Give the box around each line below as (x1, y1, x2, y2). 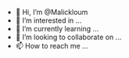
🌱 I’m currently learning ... (15, 24, 99, 33)
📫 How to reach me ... (15, 42, 88, 50)
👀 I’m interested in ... (15, 16, 82, 25)
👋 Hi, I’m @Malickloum (15, 8, 88, 16)
